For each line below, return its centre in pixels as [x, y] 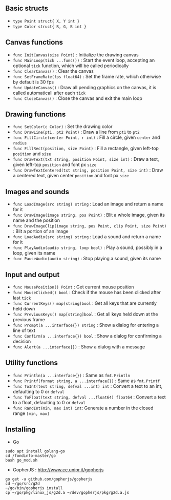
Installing [20, 430]
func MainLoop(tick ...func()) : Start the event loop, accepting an [84, 60]
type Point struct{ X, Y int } [46, 21]
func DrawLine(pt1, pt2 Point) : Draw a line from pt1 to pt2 [76, 132]
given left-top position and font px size [55, 165]
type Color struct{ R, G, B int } [49, 27]
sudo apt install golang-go [35, 451]
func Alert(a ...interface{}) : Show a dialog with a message [79, 347]
